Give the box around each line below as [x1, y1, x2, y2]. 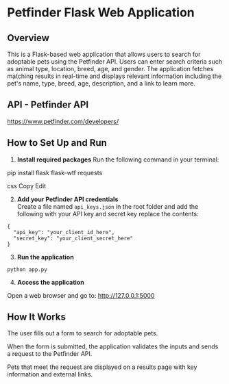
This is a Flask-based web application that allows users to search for [7, 50, 201, 58]
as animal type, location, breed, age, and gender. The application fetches [7, 65, 214, 73]
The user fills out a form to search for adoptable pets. [7, 329, 158, 337]
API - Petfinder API [7, 99, 89, 111]
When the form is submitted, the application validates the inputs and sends [7, 342, 219, 350]
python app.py [7, 266, 48, 273]
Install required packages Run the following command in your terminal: [16, 155, 219, 164]
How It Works [7, 311, 67, 323]
